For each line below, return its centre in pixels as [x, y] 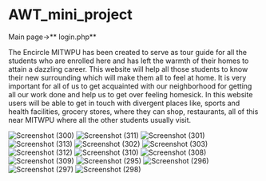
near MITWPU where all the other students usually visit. [100, 120]
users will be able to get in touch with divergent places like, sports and [124, 103]
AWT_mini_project [71, 15]
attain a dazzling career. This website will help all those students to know [128, 69]
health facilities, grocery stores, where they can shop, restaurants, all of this [133, 111]
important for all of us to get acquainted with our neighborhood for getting [130, 86]
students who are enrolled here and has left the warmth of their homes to [129, 61]
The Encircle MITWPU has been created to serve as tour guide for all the [128, 52]
